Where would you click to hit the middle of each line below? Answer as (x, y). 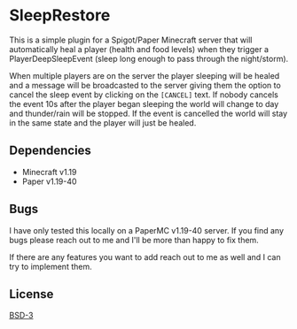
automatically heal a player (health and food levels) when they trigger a (139, 49)
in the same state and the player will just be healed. (103, 122)
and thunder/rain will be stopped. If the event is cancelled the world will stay (148, 113)
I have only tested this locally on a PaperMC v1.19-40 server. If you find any (147, 230)
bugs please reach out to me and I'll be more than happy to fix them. (134, 240)
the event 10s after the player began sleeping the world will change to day (144, 103)
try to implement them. (51, 266)
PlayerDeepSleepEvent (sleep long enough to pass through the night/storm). (149, 58)
